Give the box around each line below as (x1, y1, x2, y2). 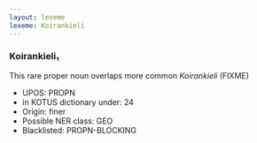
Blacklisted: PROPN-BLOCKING (21, 124, 137, 135)
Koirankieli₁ (9, 50, 59, 63)
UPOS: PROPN (21, 87, 75, 98)
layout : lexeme (9, 12, 66, 22)
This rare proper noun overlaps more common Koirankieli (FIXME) (9, 70, 250, 80)
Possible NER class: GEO (21, 116, 113, 126)
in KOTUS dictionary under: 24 (21, 96, 135, 107)
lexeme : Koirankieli (9, 21, 86, 30)
